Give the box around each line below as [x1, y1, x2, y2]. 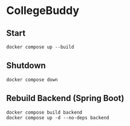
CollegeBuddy [6, 4, 80, 18]
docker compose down [6, 77, 59, 83]
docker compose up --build [6, 44, 74, 50]
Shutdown [6, 60, 47, 71]
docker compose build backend [6, 109, 83, 116]
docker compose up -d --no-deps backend [6, 114, 110, 121]
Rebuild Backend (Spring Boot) [6, 93, 125, 103]
